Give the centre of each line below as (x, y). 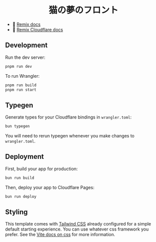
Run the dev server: (25, 57)
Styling (17, 212)
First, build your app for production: (41, 169)
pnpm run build (21, 85)
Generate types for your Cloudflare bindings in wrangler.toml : (68, 117)
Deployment (25, 157)
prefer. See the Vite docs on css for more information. (60, 235)
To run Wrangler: (22, 76)
